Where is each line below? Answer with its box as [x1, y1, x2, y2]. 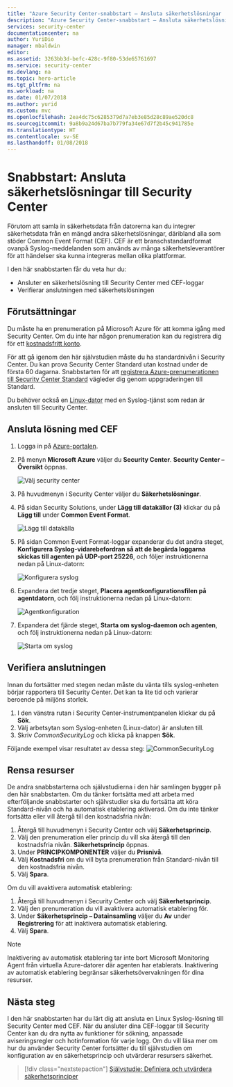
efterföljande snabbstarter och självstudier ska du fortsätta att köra [7, 798, 199, 806]
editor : [7, 49, 30, 56]
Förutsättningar [7, 306, 76, 318]
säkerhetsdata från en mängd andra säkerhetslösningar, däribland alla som [7, 230, 221, 238]
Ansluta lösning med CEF [7, 424, 119, 435]
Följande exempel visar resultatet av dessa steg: [7, 744, 145, 752]
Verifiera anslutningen [7, 662, 106, 674]
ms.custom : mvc [7, 107, 51, 114]
